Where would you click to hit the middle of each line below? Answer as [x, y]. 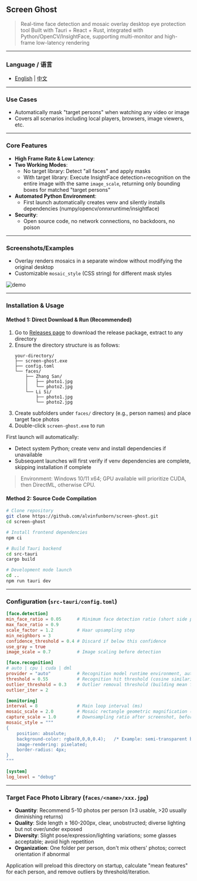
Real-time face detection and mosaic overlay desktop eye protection [103, 24]
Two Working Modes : [41, 165]
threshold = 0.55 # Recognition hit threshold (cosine [87, 679]
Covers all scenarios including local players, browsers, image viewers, [99, 119]
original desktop [34, 267]
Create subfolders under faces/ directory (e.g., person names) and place [103, 413]
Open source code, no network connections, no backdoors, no [99, 221]
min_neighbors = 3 [28, 636]
